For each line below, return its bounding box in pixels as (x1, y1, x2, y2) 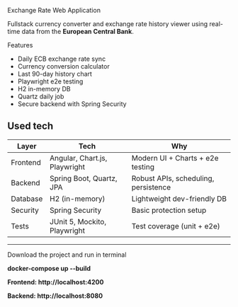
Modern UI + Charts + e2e (131, 153, 219, 163)
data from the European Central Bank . (21, 28, 135, 35)
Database (11, 194, 43, 204)
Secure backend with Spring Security (17, 100, 127, 108)
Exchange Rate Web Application (7, 6, 101, 14)
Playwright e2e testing (17, 77, 84, 86)
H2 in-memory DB (17, 85, 71, 93)
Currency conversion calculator (17, 62, 110, 70)
